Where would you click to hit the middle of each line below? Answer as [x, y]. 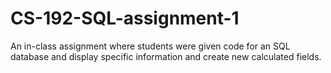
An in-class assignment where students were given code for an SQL [150, 46]
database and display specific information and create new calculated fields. [166, 56]
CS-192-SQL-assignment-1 [125, 18]
